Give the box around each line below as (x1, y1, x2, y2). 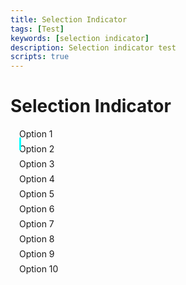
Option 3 (19, 158, 55, 170)
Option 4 (19, 173, 55, 185)
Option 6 (19, 203, 55, 215)
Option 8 (19, 233, 55, 245)
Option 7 (19, 218, 55, 230)
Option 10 (19, 263, 59, 275)
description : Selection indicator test (10, 42, 177, 53)
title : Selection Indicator (10, 14, 128, 25)
